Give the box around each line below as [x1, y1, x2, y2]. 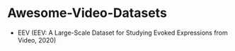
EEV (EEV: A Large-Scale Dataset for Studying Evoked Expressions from [17, 28, 228, 37]
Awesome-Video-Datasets [7, 5, 168, 21]
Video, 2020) [17, 35, 57, 44]
